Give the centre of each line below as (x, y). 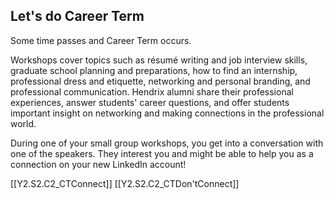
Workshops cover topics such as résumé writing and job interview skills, (159, 60)
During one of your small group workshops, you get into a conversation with (167, 143)
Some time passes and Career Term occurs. (101, 40)
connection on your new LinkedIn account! (98, 164)
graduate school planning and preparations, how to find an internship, (154, 70)
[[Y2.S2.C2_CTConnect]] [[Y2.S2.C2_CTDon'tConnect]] (125, 183)
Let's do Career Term (77, 16)
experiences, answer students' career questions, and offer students (150, 102)
